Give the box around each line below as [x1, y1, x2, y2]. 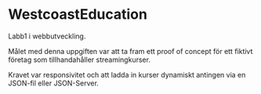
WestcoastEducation [8, 5, 147, 23]
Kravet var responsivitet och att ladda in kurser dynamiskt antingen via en [8, 70, 246, 79]
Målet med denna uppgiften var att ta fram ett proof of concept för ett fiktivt [8, 46, 253, 56]
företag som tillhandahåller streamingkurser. [8, 55, 151, 64]
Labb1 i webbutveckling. [8, 31, 86, 41]
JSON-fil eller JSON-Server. [8, 78, 100, 88]
